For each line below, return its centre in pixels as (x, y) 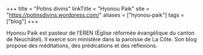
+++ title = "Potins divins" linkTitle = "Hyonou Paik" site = (78, 9)
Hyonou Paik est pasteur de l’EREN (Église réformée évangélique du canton (101, 33)
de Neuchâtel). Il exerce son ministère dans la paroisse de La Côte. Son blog (101, 39)
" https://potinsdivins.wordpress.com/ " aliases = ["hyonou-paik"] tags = (95, 15)
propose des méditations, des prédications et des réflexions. (82, 45)
